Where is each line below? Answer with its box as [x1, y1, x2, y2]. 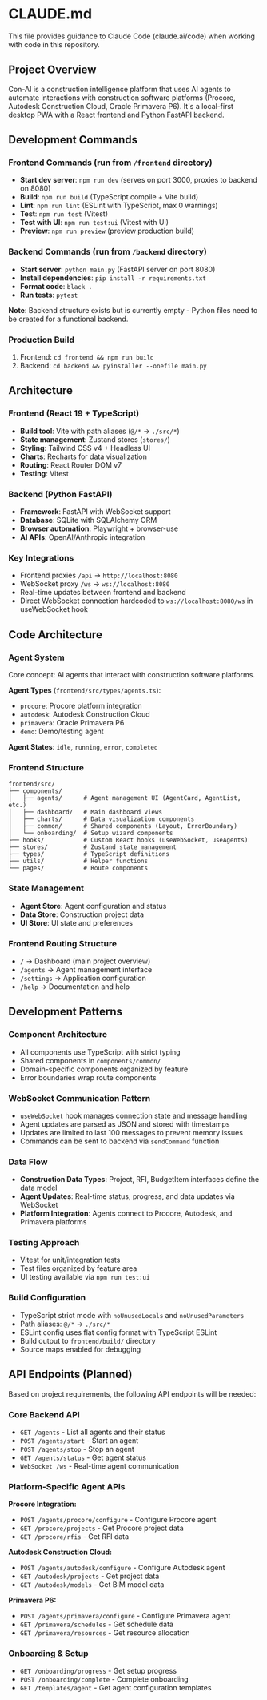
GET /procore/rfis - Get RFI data [19, 1532, 130, 1541]
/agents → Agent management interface [19, 964, 153, 974]
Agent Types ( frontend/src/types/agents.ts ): [8, 685, 161, 695]
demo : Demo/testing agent [19, 726, 104, 736]
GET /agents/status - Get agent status [19, 1453, 146, 1462]
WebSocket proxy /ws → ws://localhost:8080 [19, 579, 170, 589]
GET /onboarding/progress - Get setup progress [19, 1666, 177, 1676]
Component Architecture [8, 1029, 108, 1040]
